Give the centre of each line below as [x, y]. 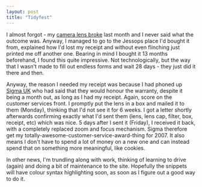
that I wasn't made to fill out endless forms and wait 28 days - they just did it [101, 66]
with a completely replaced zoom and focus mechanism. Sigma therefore [97, 129]
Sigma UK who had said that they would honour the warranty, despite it [94, 91]
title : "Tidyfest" [29, 17]
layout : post [23, 12]
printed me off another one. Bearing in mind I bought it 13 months [87, 53]
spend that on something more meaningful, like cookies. [76, 148]
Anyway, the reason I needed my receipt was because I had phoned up [94, 84]
